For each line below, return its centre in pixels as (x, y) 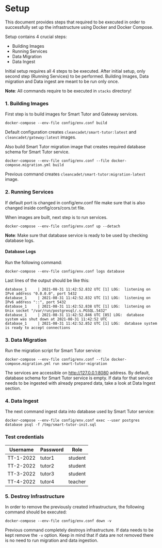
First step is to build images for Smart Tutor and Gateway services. (72, 114)
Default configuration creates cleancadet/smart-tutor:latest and (71, 132)
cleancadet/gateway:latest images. (41, 137)
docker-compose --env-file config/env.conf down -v (58, 521)
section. (13, 389)
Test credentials (24, 437)
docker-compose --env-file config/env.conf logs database (65, 271)
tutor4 (47, 482)
